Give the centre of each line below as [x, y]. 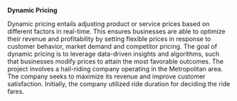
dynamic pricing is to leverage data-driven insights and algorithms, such [114, 54]
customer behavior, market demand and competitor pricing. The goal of [112, 46]
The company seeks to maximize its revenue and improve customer [106, 76]
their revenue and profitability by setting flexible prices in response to [109, 39]
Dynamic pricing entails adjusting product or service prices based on [109, 24]
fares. [16, 91]
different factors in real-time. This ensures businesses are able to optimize [116, 31]
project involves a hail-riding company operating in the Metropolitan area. [115, 69]
